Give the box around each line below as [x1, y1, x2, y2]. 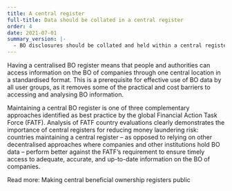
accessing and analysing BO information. [7, 90, 124, 99]
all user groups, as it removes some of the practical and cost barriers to [7, 83, 211, 91]
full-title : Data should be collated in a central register [7, 17, 184, 23]
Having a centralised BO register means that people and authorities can [7, 61, 211, 69]
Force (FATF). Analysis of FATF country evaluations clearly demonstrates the [7, 119, 225, 126]
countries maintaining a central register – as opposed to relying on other [7, 133, 213, 141]
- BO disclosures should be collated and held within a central [13, 42, 202, 49]
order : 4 [7, 23, 32, 30]
